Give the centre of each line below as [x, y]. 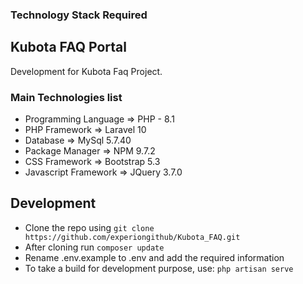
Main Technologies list [66, 97]
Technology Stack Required [79, 15]
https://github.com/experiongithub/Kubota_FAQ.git [132, 237]
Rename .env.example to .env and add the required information [154, 257]
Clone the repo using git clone [89, 227]
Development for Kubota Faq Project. [86, 71]
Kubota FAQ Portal [68, 47]
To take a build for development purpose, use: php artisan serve [159, 268]
